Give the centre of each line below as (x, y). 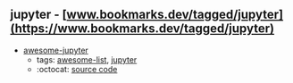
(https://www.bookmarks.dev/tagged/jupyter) (142, 29)
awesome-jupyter (55, 50)
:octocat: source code (77, 69)
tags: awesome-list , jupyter (87, 59)
